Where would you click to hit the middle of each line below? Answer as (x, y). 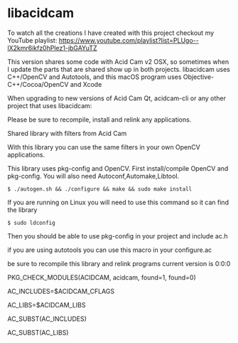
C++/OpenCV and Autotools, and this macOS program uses (94, 77)
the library (22, 210)
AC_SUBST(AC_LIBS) (38, 332)
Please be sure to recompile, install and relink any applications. (99, 120)
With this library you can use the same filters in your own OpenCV (104, 147)
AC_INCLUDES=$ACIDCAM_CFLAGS (61, 291)
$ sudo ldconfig (31, 223)
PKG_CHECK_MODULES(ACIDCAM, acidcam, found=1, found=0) (102, 277)
